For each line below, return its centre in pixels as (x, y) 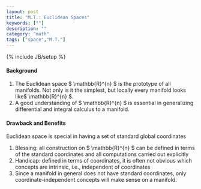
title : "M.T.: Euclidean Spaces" (48, 17)
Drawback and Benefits (36, 123)
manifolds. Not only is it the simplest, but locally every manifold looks (100, 90)
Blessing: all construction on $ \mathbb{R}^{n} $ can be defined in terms (105, 148)
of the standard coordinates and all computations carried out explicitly (102, 154)
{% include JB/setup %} (36, 57)
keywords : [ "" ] (25, 23)
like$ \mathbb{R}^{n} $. (44, 97)
